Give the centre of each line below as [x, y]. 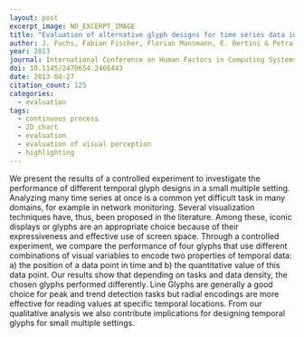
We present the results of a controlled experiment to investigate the [135, 178]
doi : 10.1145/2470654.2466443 [66, 69]
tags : [19, 111]
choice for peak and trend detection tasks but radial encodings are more [144, 294]
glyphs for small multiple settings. [72, 323]
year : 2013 [30, 52]
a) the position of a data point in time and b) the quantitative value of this [145, 265]
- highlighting [46, 152]
